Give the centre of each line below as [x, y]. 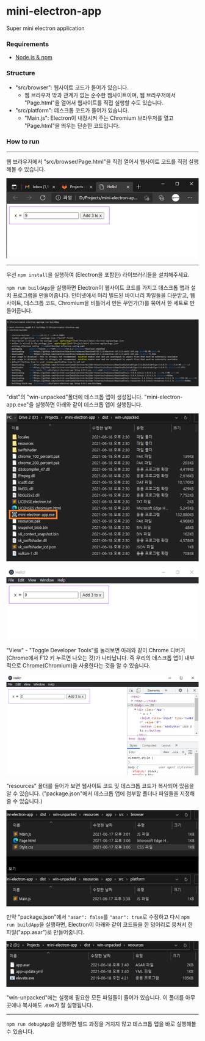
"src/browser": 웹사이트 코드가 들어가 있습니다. [72, 87]
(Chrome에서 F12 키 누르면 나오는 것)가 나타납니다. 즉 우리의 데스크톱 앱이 [95, 658]
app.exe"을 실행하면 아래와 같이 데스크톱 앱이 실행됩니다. [74, 404]
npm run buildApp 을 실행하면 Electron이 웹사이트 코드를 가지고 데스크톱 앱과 [98, 287]
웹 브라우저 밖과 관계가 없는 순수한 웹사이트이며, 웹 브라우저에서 [100, 95]
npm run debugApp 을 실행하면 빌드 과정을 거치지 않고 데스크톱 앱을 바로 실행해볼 [101, 1024]
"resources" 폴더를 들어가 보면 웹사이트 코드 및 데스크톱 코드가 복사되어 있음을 [100, 786]
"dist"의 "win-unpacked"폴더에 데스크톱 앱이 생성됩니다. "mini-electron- [95, 397]
